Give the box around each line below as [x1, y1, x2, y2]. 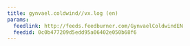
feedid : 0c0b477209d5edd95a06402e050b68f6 [13, 28, 137, 36]
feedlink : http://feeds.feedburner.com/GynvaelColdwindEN [13, 22, 184, 29]
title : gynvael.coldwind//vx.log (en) [7, 9, 118, 17]
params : [7, 16, 30, 23]
